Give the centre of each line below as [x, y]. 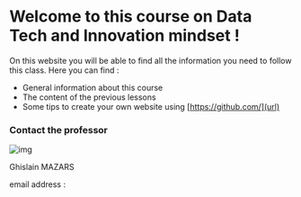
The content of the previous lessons [89, 97]
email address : [37, 184]
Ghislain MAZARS [42, 167]
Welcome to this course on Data [131, 17]
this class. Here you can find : [64, 70]
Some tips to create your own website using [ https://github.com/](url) [151, 106]
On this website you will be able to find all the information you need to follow [150, 60]
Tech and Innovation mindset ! [124, 36]
